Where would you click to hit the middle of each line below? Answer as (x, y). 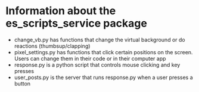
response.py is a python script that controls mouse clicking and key (97, 65)
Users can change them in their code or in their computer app (90, 58)
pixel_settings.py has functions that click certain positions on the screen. (103, 52)
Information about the (61, 11)
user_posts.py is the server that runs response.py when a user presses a (103, 77)
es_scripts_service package (76, 23)
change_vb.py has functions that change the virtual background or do (99, 40)
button (22, 83)
